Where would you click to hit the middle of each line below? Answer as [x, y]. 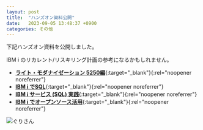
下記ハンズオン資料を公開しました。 [52, 47]
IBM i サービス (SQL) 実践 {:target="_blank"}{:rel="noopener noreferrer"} [106, 94]
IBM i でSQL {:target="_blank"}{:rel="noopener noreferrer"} [89, 87]
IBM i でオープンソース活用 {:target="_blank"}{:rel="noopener [92, 102]
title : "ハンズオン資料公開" [41, 18]
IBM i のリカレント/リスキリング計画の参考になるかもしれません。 [89, 60]
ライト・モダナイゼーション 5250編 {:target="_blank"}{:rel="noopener [103, 73]
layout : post [23, 12]
